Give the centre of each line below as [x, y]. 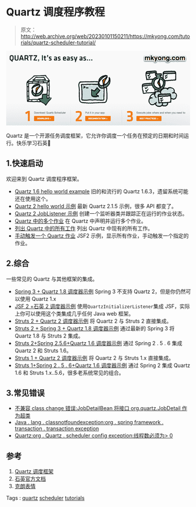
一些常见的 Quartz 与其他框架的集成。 [52, 279]
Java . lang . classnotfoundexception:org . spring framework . [89, 422]
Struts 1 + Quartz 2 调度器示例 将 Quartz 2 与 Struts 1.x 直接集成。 [94, 357]
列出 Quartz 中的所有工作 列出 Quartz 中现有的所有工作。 [84, 228]
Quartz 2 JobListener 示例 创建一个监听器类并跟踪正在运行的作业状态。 [101, 213]
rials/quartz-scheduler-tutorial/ [58, 43]
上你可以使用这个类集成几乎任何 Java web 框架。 [74, 313]
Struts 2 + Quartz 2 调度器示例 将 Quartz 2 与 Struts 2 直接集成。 [93, 321]
